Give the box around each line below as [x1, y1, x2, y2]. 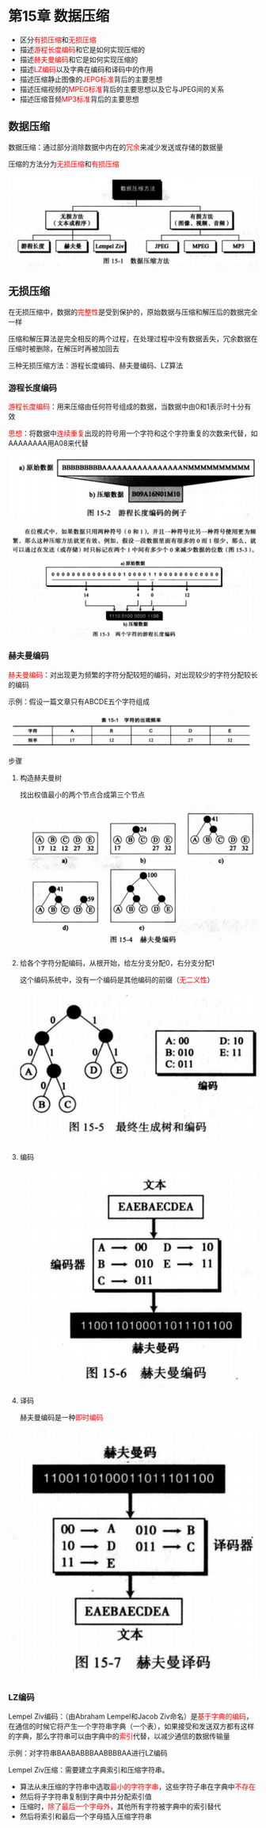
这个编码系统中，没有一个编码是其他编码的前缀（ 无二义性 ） [19, 975, 215, 984]
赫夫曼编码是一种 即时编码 [19, 1412, 104, 1422]
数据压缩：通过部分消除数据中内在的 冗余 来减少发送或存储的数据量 [8, 142, 223, 151]
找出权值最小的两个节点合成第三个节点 [19, 790, 145, 799]
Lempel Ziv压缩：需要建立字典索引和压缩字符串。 [8, 1765, 169, 1774]
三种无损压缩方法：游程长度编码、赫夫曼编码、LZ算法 [8, 360, 184, 370]
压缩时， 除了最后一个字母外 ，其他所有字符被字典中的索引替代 [19, 1801, 222, 1811]
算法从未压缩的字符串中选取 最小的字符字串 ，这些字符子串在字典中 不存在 [19, 1781, 256, 1791]
